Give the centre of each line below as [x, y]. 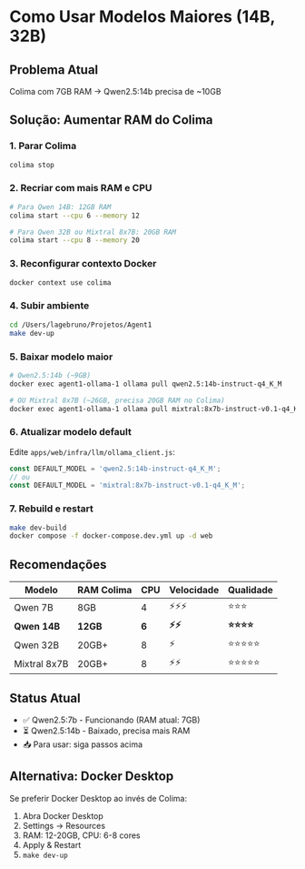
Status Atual [45, 698]
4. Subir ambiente [49, 306]
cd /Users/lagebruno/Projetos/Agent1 [81, 325]
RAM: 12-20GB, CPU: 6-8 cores [81, 835]
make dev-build [38, 528]
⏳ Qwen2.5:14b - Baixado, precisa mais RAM [106, 731]
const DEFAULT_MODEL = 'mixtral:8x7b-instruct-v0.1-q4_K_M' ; [128, 485]
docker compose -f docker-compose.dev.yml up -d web [111, 536]
